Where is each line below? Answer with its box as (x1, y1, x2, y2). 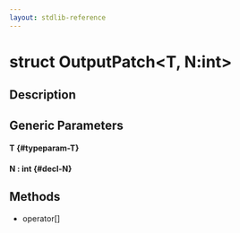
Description (9, 87, 76, 103)
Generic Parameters (9, 117, 124, 133)
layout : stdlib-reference (9, 13, 106, 22)
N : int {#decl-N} (9, 163, 73, 174)
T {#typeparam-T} (9, 142, 80, 153)
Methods (9, 189, 61, 204)
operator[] (21, 212, 61, 224)
